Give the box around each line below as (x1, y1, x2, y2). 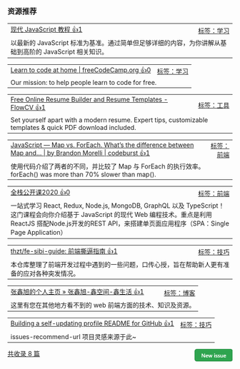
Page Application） (10, 228, 67, 237)
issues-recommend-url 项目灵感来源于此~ (10, 332, 137, 340)
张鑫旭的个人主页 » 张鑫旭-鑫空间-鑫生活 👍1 (10, 288, 144, 296)
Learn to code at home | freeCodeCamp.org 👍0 (10, 66, 151, 74)
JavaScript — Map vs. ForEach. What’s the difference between (10, 141, 194, 149)
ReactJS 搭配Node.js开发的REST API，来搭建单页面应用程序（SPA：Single (10, 219, 230, 228)
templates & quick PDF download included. (10, 123, 136, 132)
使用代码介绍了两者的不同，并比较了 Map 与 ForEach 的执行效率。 (10, 162, 205, 171)
